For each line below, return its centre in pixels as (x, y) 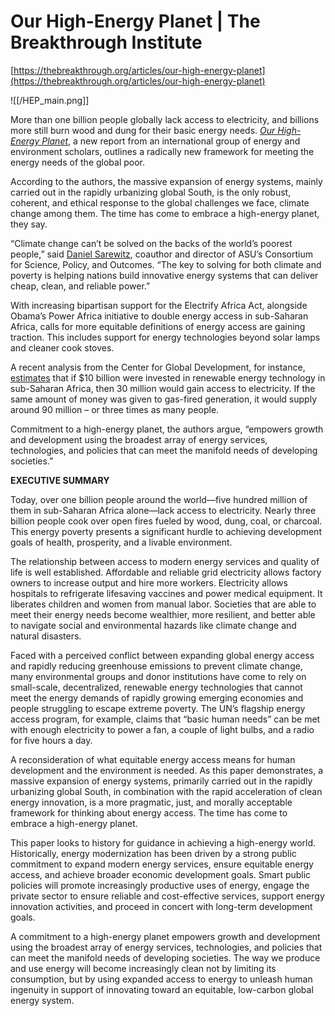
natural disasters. (46, 636)
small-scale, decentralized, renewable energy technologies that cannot (156, 687)
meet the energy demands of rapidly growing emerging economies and (157, 697)
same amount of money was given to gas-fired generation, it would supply (164, 399)
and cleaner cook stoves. (62, 347)
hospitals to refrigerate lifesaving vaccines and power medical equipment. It (166, 593)
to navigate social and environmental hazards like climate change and (153, 625)
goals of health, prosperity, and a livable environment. (121, 542)
